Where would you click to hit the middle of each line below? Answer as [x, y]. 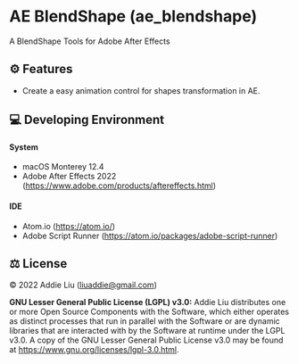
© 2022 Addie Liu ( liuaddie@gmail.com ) [83, 285]
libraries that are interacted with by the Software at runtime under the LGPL [147, 331]
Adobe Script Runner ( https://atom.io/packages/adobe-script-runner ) [150, 236]
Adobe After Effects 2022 [69, 177]
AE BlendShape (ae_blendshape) [133, 17]
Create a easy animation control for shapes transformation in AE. [141, 90]
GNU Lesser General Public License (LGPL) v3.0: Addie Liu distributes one [148, 302]
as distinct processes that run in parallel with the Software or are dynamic [145, 321]
